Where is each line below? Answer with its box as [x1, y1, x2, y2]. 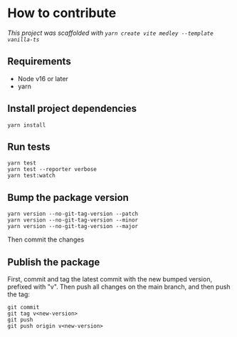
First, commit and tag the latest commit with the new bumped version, [7, 275, 212, 283]
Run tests [7, 140, 51, 152]
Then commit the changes [7, 235, 85, 244]
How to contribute [7, 5, 117, 21]
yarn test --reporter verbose [7, 166, 98, 173]
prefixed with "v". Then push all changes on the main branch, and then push [7, 283, 231, 291]
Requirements [7, 56, 71, 68]
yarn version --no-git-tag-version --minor [7, 217, 139, 224]
